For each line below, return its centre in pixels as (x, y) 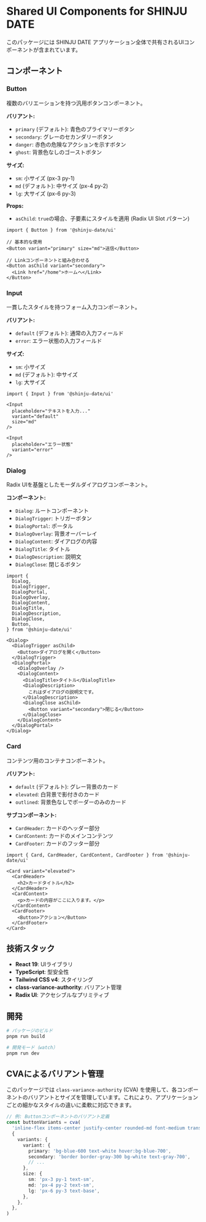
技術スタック (31, 948)
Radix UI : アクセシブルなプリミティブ (62, 995)
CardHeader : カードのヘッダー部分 (57, 828)
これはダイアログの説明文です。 (63, 692)
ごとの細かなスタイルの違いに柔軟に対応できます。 (71, 1105)
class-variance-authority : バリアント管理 (68, 987)
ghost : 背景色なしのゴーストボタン (59, 152)
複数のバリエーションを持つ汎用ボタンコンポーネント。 (76, 103)
